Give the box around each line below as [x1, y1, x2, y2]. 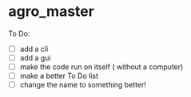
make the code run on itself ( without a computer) [19, 62, 184, 72]
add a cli [19, 44, 49, 53]
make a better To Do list [19, 71, 98, 81]
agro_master [8, 2, 94, 21]
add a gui [19, 53, 51, 62]
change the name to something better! [19, 80, 146, 90]
